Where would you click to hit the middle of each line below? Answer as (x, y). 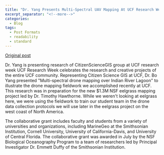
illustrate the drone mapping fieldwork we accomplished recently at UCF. (79, 86)
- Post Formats (25, 32)
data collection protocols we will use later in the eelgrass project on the (77, 106)
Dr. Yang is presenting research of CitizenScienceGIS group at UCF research (82, 65)
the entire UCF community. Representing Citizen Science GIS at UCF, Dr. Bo (81, 75)
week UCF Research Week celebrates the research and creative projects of (81, 70)
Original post (18, 55)
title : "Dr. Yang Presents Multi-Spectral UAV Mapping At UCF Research (79, 10)
